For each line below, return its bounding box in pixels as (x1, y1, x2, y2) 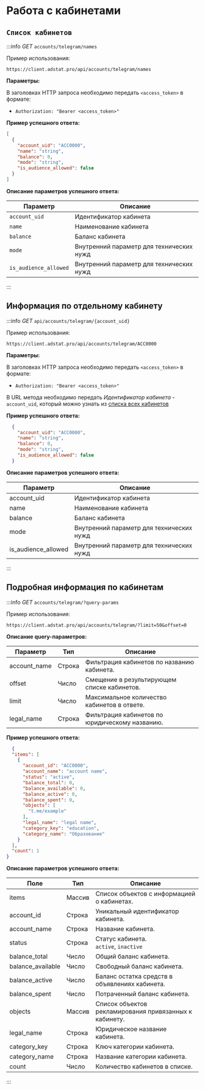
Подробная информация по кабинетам (6, 582, 164, 593)
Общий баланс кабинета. (95, 952, 170, 961)
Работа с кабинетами (6, 4, 121, 18)
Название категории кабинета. (95, 1053, 187, 1061)
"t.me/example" (28, 808, 67, 814)
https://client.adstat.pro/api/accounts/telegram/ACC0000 (6, 341, 157, 347)
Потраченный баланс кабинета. (95, 990, 190, 998)
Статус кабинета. (95, 935, 147, 943)
